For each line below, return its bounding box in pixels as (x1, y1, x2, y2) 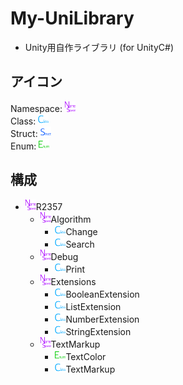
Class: (10, 115, 37, 127)
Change (65, 225, 98, 237)
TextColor (65, 350, 107, 362)
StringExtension (65, 325, 132, 337)
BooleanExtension (65, 288, 140, 300)
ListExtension (65, 300, 122, 312)
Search (65, 238, 95, 250)
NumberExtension (65, 313, 140, 325)
